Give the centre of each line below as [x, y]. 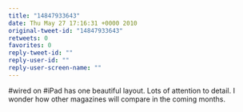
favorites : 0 [30, 46]
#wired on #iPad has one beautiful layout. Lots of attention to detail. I [122, 90]
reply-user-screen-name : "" [55, 68]
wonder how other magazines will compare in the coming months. [117, 99]
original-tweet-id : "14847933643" [66, 30]
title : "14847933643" [44, 16]
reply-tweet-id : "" [41, 53]
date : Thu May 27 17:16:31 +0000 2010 [73, 23]
